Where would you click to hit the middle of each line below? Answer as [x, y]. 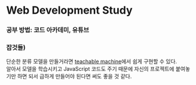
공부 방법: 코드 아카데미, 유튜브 [48, 30]
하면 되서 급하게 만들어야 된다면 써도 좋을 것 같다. [74, 76]
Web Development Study [69, 10]
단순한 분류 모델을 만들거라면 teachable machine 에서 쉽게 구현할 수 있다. [92, 62]
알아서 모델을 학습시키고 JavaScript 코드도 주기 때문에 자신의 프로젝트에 [90, 69]
